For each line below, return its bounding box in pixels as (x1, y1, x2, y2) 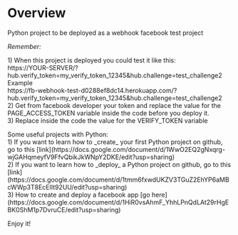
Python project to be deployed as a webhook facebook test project (7, 28, 204, 37)
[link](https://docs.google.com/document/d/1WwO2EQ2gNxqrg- (36, 145, 226, 153)
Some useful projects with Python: (7, 130, 108, 138)
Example (7, 78, 33, 87)
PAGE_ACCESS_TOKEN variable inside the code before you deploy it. (7, 109, 209, 117)
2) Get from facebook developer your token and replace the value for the (7, 101, 222, 109)
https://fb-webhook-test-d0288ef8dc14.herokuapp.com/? (7, 86, 177, 94)
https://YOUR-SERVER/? (7, 63, 78, 72)
